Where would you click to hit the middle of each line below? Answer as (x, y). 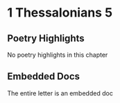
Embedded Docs (44, 76)
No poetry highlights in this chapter (58, 55)
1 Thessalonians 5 (60, 13)
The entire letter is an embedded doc (60, 93)
